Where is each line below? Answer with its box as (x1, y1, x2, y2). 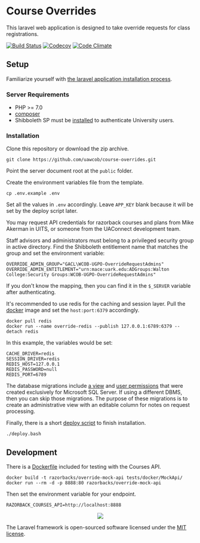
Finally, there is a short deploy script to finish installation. (6, 420, 146, 427)
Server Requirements (6, 90, 70, 98)
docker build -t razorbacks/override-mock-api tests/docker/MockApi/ (6, 475, 183, 481)
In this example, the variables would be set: (6, 339, 113, 346)
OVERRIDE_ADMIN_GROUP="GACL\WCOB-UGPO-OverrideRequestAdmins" (6, 261, 164, 267)
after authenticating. (6, 289, 56, 296)
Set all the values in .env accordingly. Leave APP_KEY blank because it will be (6, 201, 194, 208)
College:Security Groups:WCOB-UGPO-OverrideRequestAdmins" (6, 271, 156, 278)
